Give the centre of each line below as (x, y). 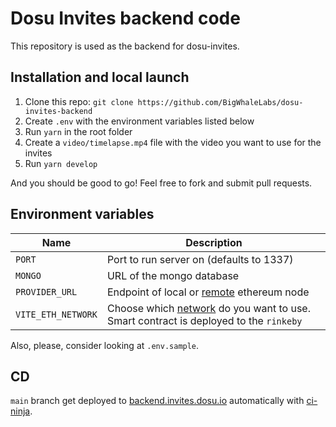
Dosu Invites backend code (125, 18)
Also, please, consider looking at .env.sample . (105, 345)
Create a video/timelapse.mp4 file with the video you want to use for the (173, 142)
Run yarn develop (61, 163)
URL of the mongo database (173, 275)
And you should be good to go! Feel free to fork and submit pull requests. (161, 183)
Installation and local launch (100, 77)
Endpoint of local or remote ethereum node (208, 292)
